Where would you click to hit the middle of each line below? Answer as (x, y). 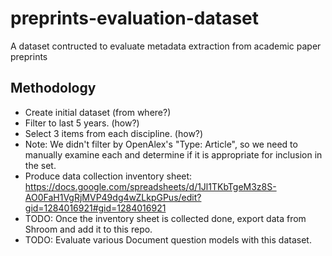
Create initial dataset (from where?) (98, 112)
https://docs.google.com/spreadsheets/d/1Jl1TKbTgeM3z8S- (150, 186)
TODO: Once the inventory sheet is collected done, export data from (165, 218)
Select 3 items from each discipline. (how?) (114, 133)
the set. (40, 165)
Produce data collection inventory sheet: (108, 176)
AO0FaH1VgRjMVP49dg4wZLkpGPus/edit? (113, 197)
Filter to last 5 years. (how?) (82, 123)
